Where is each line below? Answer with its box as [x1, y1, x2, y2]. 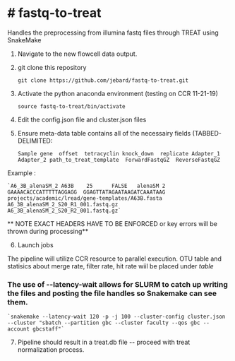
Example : [7, 168, 37, 177]
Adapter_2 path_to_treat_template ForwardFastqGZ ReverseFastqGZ [17, 156, 220, 163]
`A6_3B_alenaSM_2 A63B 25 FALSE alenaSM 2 [7, 182, 166, 189]
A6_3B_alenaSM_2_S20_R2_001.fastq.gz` [7, 207, 121, 214]
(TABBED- [192, 129, 222, 137]
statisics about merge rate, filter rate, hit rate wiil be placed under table [7, 261, 214, 270]
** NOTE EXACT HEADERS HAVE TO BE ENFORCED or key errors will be [7, 219, 217, 227]
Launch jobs [17, 240, 54, 249]
